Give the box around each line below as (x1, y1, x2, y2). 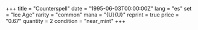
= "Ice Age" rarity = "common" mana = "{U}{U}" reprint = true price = (5, 11, 179, 18)
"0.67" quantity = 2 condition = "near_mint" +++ (5, 18, 126, 24)
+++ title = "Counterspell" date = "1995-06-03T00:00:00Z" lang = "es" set (5, 5, 192, 12)
